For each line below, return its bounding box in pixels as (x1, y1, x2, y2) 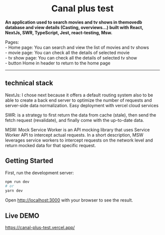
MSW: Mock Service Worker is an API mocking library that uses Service (5, 126, 150, 133)
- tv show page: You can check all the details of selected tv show (5, 55, 137, 60)
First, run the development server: (5, 170, 74, 176)
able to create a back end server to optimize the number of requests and (5, 97, 152, 103)
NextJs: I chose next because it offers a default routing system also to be (5, 92, 153, 98)
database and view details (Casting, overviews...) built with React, (5, 24, 143, 30)
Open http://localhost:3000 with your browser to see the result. (5, 197, 134, 203)
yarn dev (5, 188, 23, 193)
